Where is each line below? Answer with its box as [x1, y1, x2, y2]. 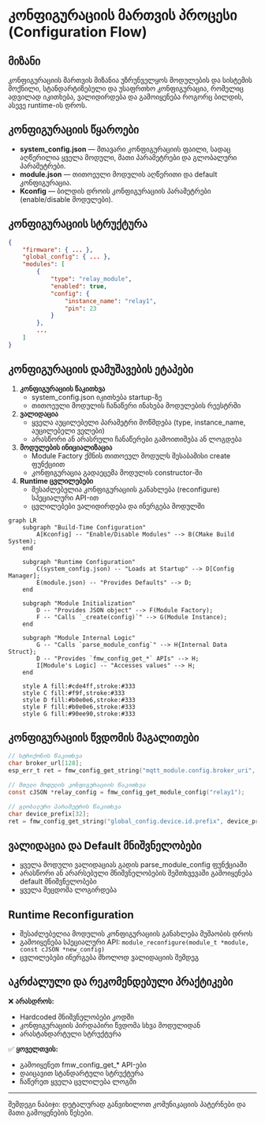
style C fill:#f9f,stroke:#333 [22, 689, 125, 697]
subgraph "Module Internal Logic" [22, 634, 136, 641]
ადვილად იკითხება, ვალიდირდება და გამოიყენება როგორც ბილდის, [8, 92, 244, 101]
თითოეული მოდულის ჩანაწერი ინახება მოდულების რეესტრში [31, 401, 241, 410]
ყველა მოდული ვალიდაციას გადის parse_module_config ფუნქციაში [19, 860, 247, 869]
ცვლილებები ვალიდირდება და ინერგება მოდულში [31, 501, 205, 510]
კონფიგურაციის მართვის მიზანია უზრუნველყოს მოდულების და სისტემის [8, 76, 252, 84]
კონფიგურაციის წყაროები [8, 123, 140, 136]
